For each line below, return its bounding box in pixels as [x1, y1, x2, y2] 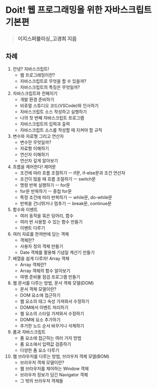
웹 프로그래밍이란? [20, 72, 55, 78]
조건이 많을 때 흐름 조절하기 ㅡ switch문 [20, 176, 96, 182]
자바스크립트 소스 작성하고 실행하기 [20, 109, 87, 114]
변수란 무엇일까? [20, 139, 51, 145]
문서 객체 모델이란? [20, 286, 57, 292]
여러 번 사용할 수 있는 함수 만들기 [20, 219, 83, 225]
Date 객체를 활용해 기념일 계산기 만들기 [20, 249, 95, 255]
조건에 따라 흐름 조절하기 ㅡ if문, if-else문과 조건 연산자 [20, 170, 126, 176]
